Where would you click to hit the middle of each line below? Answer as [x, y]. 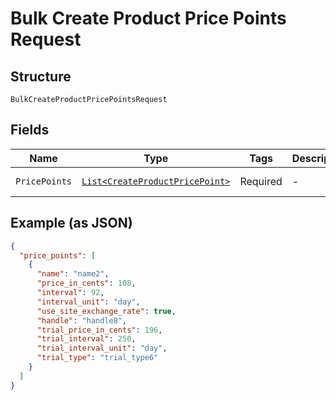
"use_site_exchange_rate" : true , [106, 311]
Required [261, 181]
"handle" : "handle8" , [82, 320]
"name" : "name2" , [73, 274]
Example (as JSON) [71, 223]
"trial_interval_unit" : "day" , [102, 348]
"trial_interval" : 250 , [86, 339]
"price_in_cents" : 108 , [86, 283]
